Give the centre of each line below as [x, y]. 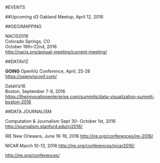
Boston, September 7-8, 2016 [35, 91]
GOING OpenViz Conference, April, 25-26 [48, 71]
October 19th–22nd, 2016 [31, 46]
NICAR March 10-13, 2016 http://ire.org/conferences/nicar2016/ [70, 146]
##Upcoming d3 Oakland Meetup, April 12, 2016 [54, 17]
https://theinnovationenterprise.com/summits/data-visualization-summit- [80, 97]
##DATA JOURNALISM [28, 112]
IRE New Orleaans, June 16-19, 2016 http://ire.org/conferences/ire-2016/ [79, 136]
